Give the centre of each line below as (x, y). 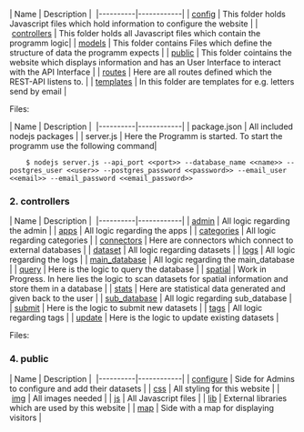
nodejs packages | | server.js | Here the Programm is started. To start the (146, 136)
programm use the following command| (83, 146)
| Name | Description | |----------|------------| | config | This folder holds (148, 14)
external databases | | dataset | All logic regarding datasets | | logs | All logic (152, 250)
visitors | (26, 417)
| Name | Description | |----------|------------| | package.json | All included (152, 126)
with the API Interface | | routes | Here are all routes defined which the (141, 72)
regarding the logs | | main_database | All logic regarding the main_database (152, 260)
